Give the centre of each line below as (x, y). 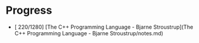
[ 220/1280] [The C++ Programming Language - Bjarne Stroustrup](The (104, 27)
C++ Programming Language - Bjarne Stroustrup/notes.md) (89, 33)
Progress (29, 10)
